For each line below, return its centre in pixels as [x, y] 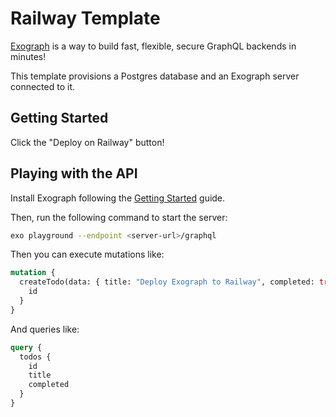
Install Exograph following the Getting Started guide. [118, 198]
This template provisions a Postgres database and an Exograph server [155, 76]
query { [26, 347]
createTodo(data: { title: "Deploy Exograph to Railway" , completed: [167, 282]
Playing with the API [74, 173]
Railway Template [85, 18]
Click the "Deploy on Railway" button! [87, 142]
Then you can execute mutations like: [87, 254]
